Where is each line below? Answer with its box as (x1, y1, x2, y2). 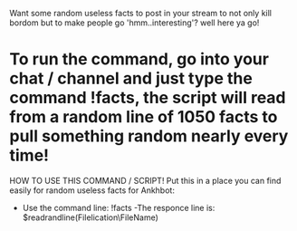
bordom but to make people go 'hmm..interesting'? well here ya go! (9, 17, 260, 28)
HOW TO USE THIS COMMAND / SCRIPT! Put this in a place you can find (9, 175, 282, 186)
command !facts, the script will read (9, 88, 287, 108)
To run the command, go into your (9, 49, 270, 70)
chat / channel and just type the (9, 68, 254, 89)
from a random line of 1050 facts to (9, 107, 278, 128)
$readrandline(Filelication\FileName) (22, 212, 158, 223)
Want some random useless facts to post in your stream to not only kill (9, 8, 272, 18)
